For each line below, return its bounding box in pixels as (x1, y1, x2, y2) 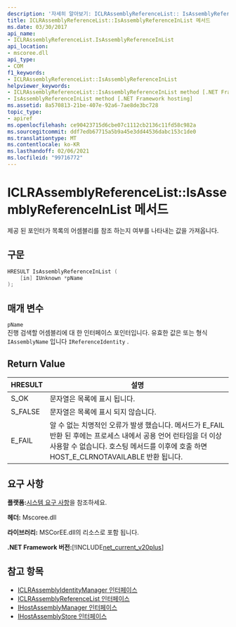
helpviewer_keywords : (7, 82, 71, 89)
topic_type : (7, 108, 42, 115)
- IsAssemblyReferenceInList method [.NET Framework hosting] (7, 96, 193, 103)
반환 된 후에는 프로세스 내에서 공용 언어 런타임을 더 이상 (49, 431, 223, 441)
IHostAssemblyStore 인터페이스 (17, 612, 107, 620)
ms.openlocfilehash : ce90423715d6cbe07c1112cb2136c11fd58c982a (7, 121, 197, 129)
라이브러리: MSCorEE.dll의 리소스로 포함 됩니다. (7, 528, 139, 536)
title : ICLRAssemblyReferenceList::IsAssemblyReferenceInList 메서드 (7, 17, 211, 24)
